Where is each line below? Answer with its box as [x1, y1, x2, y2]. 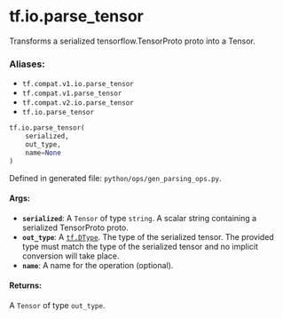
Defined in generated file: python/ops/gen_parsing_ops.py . [9, 172, 222, 183]
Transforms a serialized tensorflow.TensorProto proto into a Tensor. [9, 36, 255, 46]
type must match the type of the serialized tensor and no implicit [21, 241, 259, 251]
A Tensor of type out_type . [9, 300, 106, 311]
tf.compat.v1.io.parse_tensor [21, 80, 135, 89]
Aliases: [9, 58, 46, 70]
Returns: [9, 280, 43, 291]
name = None [25, 148, 62, 157]
